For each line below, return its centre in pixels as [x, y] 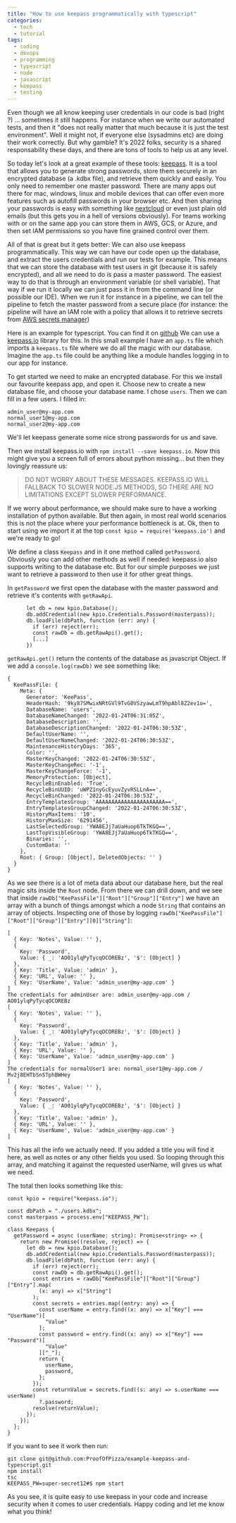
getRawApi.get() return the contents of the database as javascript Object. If [117, 659]
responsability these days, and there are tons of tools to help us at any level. [118, 150]
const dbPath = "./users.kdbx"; [55, 1211]
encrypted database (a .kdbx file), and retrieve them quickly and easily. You [117, 179]
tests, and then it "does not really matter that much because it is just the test [118, 128]
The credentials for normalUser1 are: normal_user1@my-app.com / [105, 1069]
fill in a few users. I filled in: [47, 399]
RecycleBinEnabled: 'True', [67, 784]
